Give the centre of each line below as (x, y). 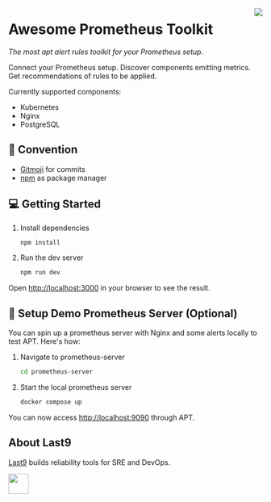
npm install (40, 242)
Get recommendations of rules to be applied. (83, 76)
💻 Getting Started (54, 205)
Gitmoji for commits (53, 169)
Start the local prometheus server (76, 387)
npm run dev (40, 273)
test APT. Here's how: (44, 341)
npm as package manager (63, 178)
